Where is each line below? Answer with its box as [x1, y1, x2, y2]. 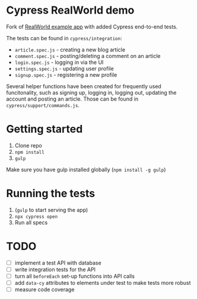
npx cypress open [14, 214, 58, 220]
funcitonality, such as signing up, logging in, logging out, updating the [6, 89, 177, 96]
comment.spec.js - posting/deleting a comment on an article [14, 52, 161, 59]
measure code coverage [14, 286, 75, 293]
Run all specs [14, 218, 48, 226]
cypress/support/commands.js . [6, 101, 80, 108]
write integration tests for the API [14, 266, 96, 273]
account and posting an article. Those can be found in [6, 95, 138, 102]
